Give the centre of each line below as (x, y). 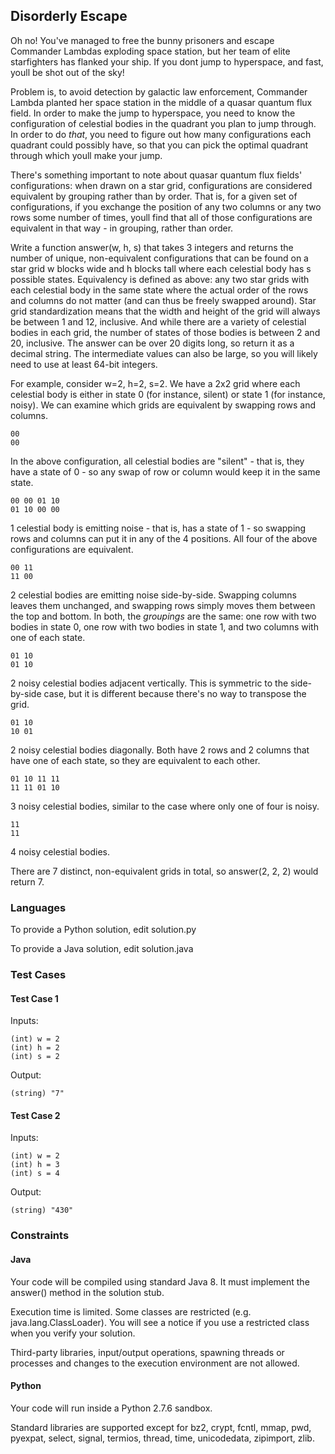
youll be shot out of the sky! (67, 72)
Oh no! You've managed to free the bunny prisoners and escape (142, 40)
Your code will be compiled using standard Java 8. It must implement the (160, 1281)
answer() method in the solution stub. (87, 1292)
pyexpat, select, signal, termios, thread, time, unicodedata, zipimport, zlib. (162, 1438)
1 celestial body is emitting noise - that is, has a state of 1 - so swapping (158, 528)
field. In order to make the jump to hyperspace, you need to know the (153, 113)
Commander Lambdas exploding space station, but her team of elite (150, 51)
